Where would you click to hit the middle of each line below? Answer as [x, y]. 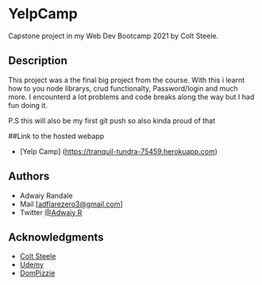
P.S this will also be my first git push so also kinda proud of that [112, 121]
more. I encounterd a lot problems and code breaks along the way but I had [131, 97]
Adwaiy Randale [46, 195]
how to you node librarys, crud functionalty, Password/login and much [123, 88]
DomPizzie [37, 273]
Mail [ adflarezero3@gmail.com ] [71, 204]
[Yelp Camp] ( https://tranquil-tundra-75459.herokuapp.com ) [119, 151]
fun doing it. [28, 105]
